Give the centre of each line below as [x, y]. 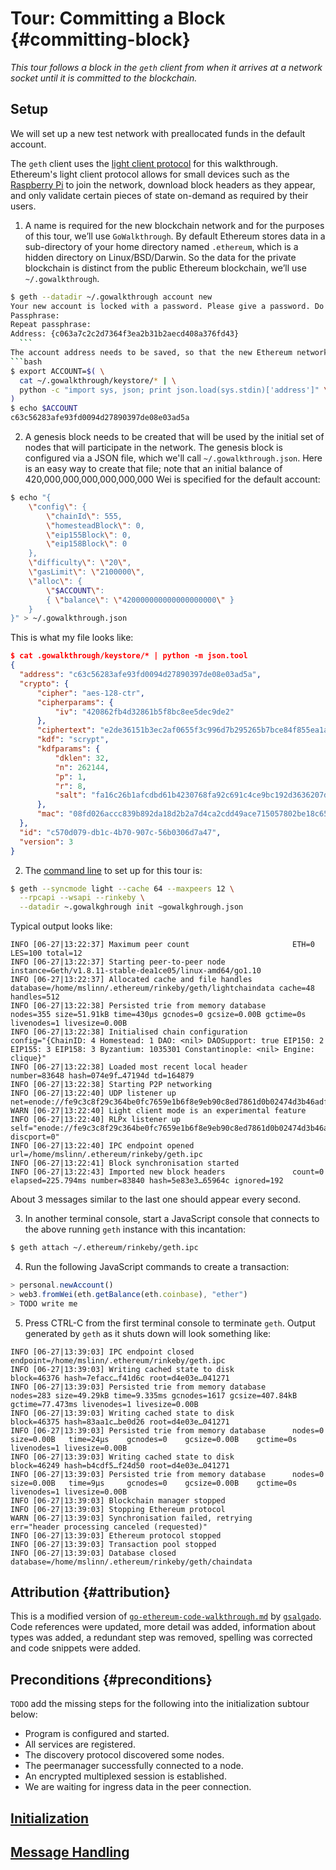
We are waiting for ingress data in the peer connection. [138, 1787]
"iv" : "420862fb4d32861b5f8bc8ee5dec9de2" [144, 712]
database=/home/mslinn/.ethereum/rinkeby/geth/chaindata [131, 1562]
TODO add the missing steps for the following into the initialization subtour [160, 1704]
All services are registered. [80, 1744]
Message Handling [70, 1852]
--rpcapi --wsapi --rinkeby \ [82, 898]
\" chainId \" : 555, [84, 516]
